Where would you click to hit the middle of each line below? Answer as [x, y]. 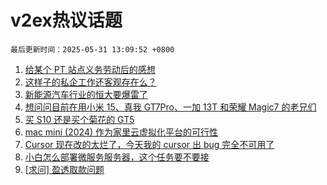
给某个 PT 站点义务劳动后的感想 [90, 69]
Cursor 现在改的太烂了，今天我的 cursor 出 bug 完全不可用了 [149, 144]
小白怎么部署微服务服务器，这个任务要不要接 [117, 157]
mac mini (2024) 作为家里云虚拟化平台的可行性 [121, 132]
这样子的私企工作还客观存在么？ [90, 82]
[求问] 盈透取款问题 [64, 169]
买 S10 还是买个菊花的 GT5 [79, 119]
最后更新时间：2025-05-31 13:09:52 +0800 [92, 49]
